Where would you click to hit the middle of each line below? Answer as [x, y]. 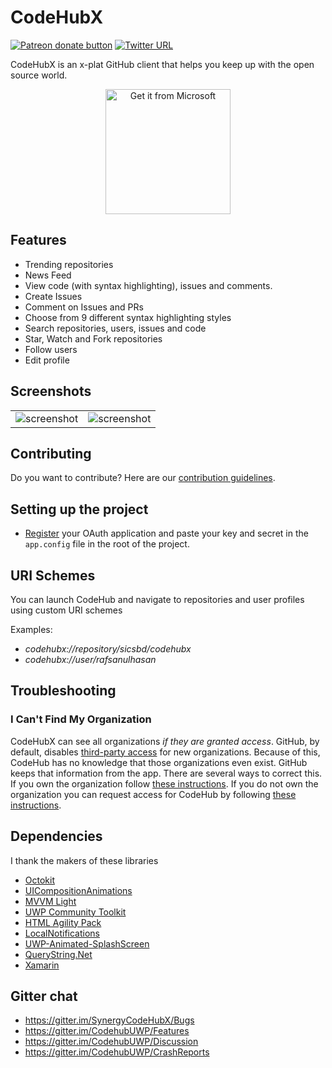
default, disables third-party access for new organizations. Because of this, [165, 752]
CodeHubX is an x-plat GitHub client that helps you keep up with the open [162, 64]
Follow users [51, 349]
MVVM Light [50, 901]
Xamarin [42, 965]
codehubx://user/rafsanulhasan [90, 659]
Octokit [39, 880]
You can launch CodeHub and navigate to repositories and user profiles [157, 599]
